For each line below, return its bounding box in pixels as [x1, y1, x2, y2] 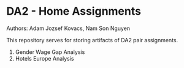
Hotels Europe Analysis [15, 55, 75, 62]
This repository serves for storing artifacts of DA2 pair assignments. [6, 36, 178, 43]
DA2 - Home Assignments [6, 4, 141, 18]
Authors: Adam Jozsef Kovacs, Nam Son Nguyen [6, 25, 131, 32]
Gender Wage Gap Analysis [15, 48, 85, 56]
